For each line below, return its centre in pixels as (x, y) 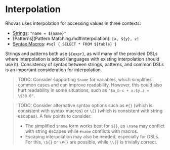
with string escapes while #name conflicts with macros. (81, 131)
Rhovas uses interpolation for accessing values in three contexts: (73, 23)
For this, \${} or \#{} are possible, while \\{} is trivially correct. (91, 142)
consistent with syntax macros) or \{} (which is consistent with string (90, 111)
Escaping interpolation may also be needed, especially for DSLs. (92, 136)
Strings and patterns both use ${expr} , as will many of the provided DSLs (81, 54)
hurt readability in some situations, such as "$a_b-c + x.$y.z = (83, 90)
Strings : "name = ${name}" (39, 33)
